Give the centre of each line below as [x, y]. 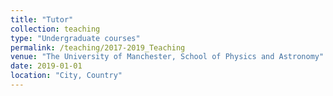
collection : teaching [55, 29]
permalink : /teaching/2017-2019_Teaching [98, 47]
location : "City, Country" [66, 76]
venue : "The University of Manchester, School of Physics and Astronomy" [167, 57]
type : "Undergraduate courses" [75, 38]
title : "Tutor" [42, 19]
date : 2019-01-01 [46, 66]
